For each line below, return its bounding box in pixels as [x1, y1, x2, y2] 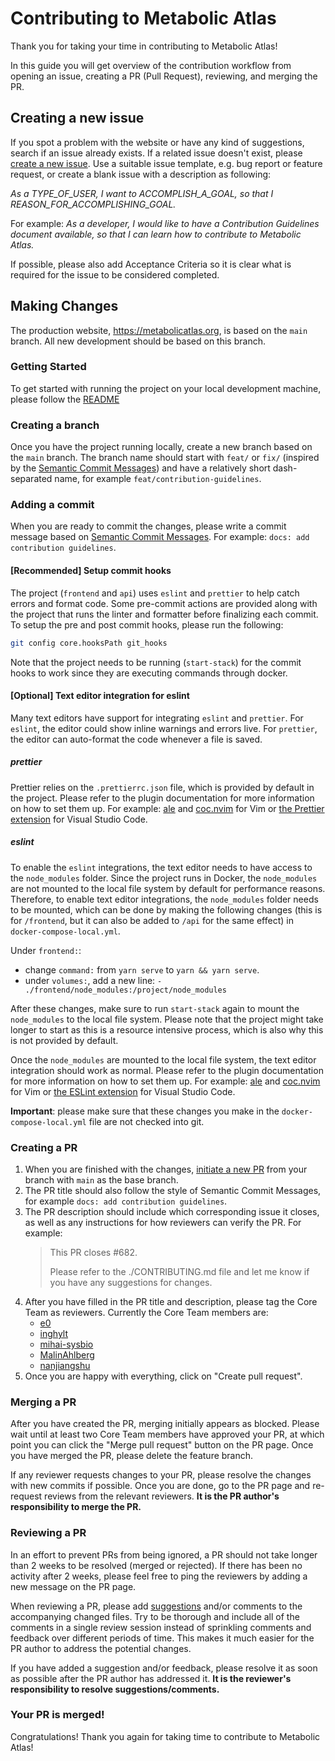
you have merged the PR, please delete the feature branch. [10, 1450, 254, 1462]
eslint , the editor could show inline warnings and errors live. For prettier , [10, 722, 318, 734]
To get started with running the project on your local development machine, [10, 382, 322, 394]
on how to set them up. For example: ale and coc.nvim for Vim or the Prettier [10, 802, 325, 814]
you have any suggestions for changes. [49, 1276, 213, 1288]
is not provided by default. [10, 1034, 119, 1046]
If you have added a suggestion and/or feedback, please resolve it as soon [10, 1662, 318, 1674]
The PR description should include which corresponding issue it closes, [24, 1205, 320, 1217]
